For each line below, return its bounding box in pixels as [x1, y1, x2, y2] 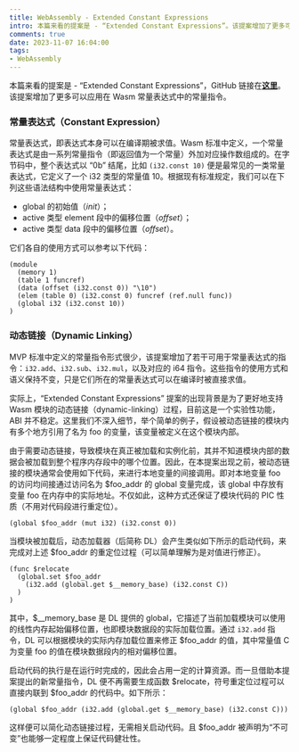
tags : [9, 46, 29, 55]
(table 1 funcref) [17, 276, 86, 285]
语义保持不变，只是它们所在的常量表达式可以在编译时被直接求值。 [9, 374, 251, 384]
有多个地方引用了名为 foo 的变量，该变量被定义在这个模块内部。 [9, 426, 245, 437]
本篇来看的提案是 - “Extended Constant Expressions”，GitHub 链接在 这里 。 [9, 80, 287, 90]
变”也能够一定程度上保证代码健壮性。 [9, 732, 146, 743]
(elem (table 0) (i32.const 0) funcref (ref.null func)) [17, 292, 233, 301]
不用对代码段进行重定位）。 [24, 500, 123, 511]
